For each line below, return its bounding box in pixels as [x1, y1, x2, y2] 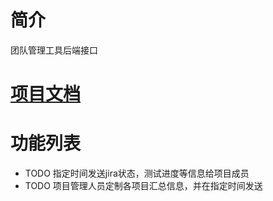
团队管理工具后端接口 [10, 44, 98, 56]
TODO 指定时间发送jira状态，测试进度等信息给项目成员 [24, 167, 250, 180]
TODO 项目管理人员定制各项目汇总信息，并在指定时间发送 [24, 180, 263, 192]
